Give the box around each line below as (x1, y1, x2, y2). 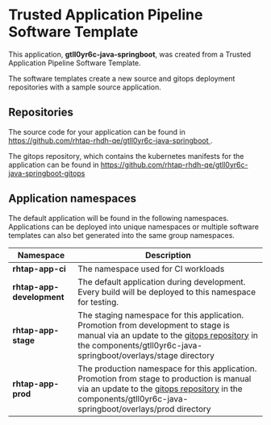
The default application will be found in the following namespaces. (8, 213, 229, 223)
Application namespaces (8, 192, 137, 206)
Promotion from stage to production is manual (77, 373, 252, 384)
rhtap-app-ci (12, 263, 66, 274)
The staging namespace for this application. (77, 309, 244, 320)
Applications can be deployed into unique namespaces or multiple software (8, 222, 260, 231)
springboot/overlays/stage (77, 349, 179, 360)
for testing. (77, 296, 119, 307)
